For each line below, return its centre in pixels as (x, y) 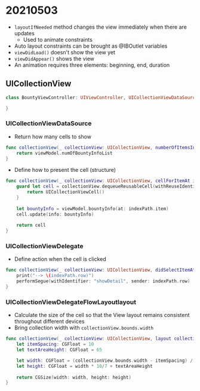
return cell (31, 225)
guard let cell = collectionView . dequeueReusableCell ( (86, 187)
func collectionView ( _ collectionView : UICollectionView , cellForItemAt (98, 181)
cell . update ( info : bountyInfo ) (55, 214)
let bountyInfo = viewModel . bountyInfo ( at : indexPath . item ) (93, 209)
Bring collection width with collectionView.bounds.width (84, 328)
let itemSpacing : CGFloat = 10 (55, 344)
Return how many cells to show (53, 136)
